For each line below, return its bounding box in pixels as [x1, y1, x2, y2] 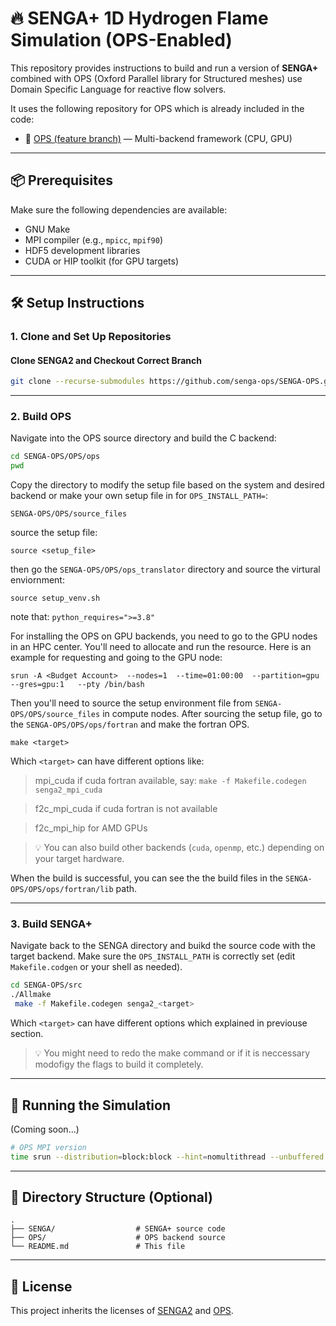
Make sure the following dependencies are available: [10, 203, 228, 216]
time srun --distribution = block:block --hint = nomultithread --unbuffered [10, 1152, 325, 1162]
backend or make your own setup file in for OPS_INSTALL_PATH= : [10, 490, 269, 502]
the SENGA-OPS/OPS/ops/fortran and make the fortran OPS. [10, 718, 250, 731]
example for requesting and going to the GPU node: [10, 652, 223, 664]
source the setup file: [10, 527, 98, 539]
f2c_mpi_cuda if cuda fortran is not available [34, 803, 218, 815]
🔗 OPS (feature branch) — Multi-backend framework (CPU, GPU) [24, 132, 293, 144]
